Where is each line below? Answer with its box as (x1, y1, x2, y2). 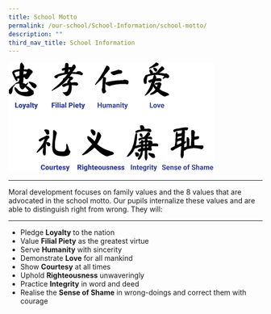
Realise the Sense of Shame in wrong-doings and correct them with (19, 287, 247, 298)
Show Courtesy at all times (19, 262, 111, 272)
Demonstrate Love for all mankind (19, 253, 133, 263)
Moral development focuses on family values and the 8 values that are (8, 187, 242, 197)
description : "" (8, 30, 63, 38)
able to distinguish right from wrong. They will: (8, 204, 163, 214)
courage (19, 296, 48, 306)
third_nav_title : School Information (8, 39, 135, 47)
